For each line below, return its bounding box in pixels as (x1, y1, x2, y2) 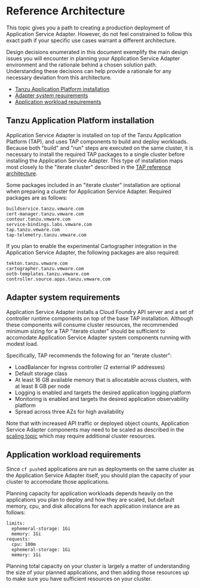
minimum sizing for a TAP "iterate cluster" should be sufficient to (6, 327, 165, 334)
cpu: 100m (11, 541, 36, 548)
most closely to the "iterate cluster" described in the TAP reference (6, 163, 171, 170)
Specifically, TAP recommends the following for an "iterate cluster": (6, 352, 172, 359)
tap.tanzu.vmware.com (6, 227, 60, 233)
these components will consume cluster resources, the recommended (6, 321, 179, 328)
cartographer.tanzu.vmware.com (6, 266, 84, 272)
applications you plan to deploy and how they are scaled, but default (6, 496, 175, 503)
